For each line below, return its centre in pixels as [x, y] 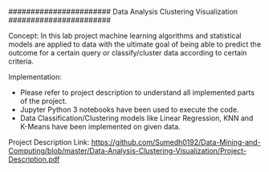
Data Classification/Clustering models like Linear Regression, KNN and [137, 118]
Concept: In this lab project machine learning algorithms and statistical [125, 36]
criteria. [21, 61]
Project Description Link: [49, 142]
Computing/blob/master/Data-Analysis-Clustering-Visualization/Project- [128, 151]
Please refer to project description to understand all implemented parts [137, 92]
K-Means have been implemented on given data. [100, 127]
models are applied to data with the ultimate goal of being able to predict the [135, 44]
